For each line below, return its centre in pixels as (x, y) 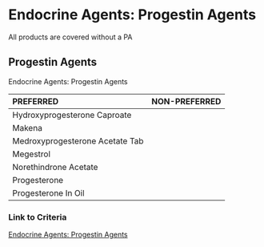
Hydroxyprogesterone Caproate (72, 115)
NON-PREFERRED (186, 101)
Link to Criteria (38, 217)
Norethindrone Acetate (55, 167)
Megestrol (31, 154)
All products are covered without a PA (70, 37)
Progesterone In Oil (49, 192)
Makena (27, 128)
